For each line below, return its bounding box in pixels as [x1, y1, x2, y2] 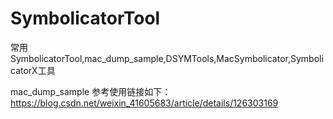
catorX [10, 64, 38, 76]
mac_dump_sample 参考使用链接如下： [10, 85, 172, 97]
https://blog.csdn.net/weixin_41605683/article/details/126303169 [10, 97, 279, 109]
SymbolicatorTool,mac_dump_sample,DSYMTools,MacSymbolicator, [10, 52, 291, 64]
